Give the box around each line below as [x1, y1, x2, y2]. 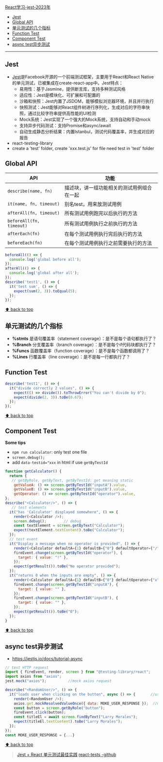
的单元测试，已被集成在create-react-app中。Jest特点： [12, 80, 124, 86]
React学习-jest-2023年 [5, 4, 51, 10]
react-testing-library [12, 140, 53, 146]
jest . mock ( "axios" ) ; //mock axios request [5, 679, 112, 684]
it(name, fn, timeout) [7, 201, 60, 206]
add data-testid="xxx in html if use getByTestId [12, 459, 108, 465]
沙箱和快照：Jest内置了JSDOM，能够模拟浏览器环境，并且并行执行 [19, 98, 154, 104]
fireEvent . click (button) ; [14, 710, 66, 715]
